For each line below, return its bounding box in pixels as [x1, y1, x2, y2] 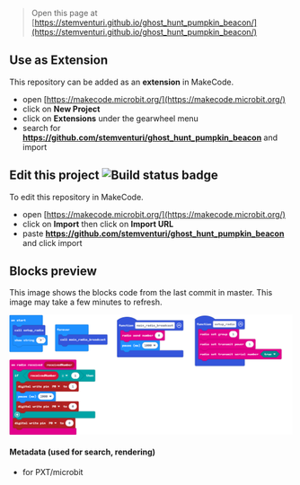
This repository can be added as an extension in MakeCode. [9, 76, 234, 87]
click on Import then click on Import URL [22, 218, 174, 229]
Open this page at [31, 8, 98, 18]
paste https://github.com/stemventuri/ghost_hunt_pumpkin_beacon [22, 228, 285, 239]
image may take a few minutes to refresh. [9, 296, 163, 308]
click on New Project [22, 103, 101, 114]
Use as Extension [9, 53, 109, 68]
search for [22, 122, 61, 133]
